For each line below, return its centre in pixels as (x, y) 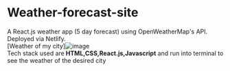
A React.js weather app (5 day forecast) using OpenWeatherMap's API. (107, 31)
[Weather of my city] (36, 46)
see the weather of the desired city (57, 60)
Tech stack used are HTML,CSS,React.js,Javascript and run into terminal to (115, 53)
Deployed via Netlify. (37, 38)
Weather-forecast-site (73, 13)
